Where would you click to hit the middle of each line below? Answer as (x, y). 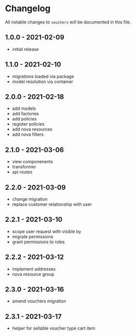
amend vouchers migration (39, 301)
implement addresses (34, 269)
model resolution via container (43, 82)
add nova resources (32, 129)
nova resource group (33, 274)
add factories (25, 114)
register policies (28, 124)
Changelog (28, 9)
